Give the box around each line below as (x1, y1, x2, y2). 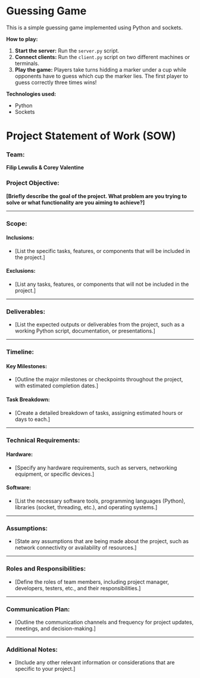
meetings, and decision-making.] (14, 625, 96, 632)
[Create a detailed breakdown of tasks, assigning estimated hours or (14, 409, 183, 416)
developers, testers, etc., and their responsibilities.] (14, 584, 141, 591)
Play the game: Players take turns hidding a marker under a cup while (14, 66, 186, 73)
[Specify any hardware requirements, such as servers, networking (14, 464, 177, 471)
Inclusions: (6, 234, 35, 241)
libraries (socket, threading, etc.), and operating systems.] (14, 504, 158, 511)
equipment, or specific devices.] (14, 470, 95, 477)
